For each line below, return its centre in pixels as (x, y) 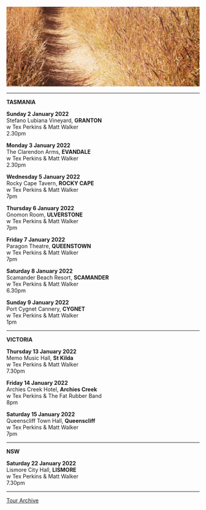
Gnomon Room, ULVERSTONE (44, 215)
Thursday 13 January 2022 (41, 352)
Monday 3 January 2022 (38, 145)
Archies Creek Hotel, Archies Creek (52, 389)
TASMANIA (21, 102)
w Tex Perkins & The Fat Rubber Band (54, 396)
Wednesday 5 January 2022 (43, 177)
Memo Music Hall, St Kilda (40, 358)
